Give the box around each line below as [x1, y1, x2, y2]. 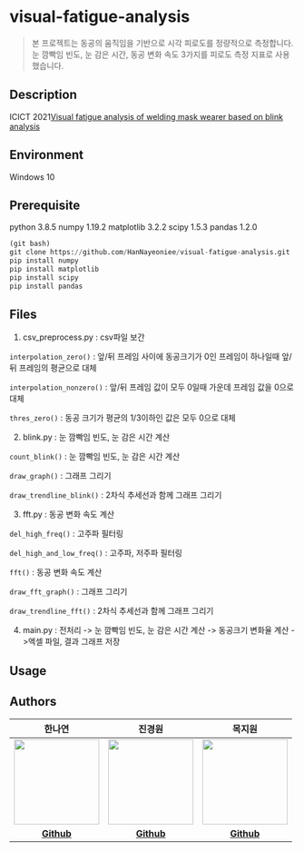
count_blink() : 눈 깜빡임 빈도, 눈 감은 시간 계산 [9, 451, 181, 462]
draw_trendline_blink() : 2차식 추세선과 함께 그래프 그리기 [9, 490, 222, 500]
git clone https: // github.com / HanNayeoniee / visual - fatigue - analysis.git [9, 248, 290, 257]
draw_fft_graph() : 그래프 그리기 [9, 586, 128, 597]
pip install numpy [9, 256, 79, 265]
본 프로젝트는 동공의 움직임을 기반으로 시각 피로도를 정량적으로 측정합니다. [31, 37, 294, 48]
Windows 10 [9, 171, 55, 183]
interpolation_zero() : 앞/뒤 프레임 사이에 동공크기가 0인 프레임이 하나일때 [9, 352, 279, 362]
